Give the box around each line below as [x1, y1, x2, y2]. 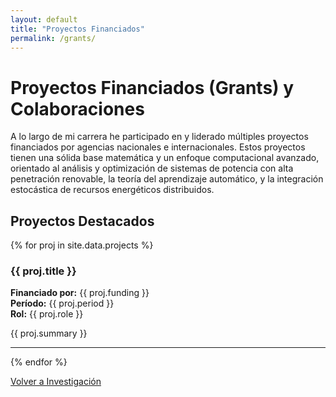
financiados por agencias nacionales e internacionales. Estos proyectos [10, 141, 306, 153]
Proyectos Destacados [10, 212, 155, 230]
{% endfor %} [10, 356, 68, 368]
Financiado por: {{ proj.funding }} [10, 287, 150, 299]
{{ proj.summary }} [10, 327, 88, 340]
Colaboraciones [10, 97, 145, 120]
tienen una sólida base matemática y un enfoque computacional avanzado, [10, 152, 320, 164]
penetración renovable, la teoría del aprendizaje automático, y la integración [10, 173, 324, 185]
